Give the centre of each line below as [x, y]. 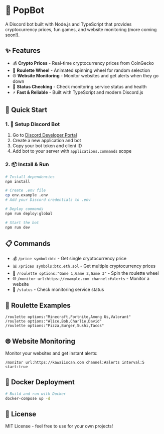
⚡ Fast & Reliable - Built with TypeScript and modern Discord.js [78, 92]
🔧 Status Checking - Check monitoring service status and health [79, 86]
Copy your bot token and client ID [47, 146]
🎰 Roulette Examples [38, 305]
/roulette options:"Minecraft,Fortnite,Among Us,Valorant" [68, 317]
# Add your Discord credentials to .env [48, 200]
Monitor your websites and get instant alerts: [51, 353]
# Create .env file [26, 190]
